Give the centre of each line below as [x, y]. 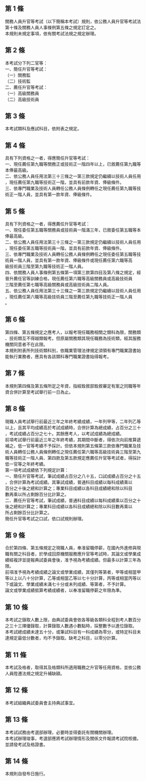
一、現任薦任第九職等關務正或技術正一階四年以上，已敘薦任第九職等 [73, 164]
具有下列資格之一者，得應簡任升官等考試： [48, 158]
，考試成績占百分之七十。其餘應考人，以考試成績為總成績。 [65, 433]
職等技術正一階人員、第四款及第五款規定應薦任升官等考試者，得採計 [73, 458]
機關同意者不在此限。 [26, 344]
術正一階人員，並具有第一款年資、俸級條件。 [50, 195]
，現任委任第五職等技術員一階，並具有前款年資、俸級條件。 [65, 248]
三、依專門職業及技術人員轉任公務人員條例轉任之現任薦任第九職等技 [73, 188]
